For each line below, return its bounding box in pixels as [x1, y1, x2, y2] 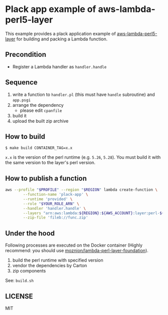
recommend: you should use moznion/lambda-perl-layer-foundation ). [5, 248, 148, 254]
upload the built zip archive [12, 118, 69, 124]
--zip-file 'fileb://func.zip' [23, 215, 88, 220]
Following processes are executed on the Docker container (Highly [5, 242, 142, 248]
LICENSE [5, 292, 33, 301]
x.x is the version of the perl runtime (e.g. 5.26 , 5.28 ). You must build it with [5, 154, 161, 160]
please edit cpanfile [19, 107, 62, 113]
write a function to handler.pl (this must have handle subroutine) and [12, 91, 155, 97]
